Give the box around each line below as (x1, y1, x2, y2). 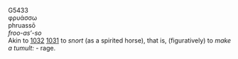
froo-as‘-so (8, 28, 42, 37)
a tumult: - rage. (8, 44, 56, 52)
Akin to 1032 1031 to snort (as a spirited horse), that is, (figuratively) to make (8, 36, 232, 45)
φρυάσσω (8, 14, 38, 22)
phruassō (8, 21, 36, 29)
